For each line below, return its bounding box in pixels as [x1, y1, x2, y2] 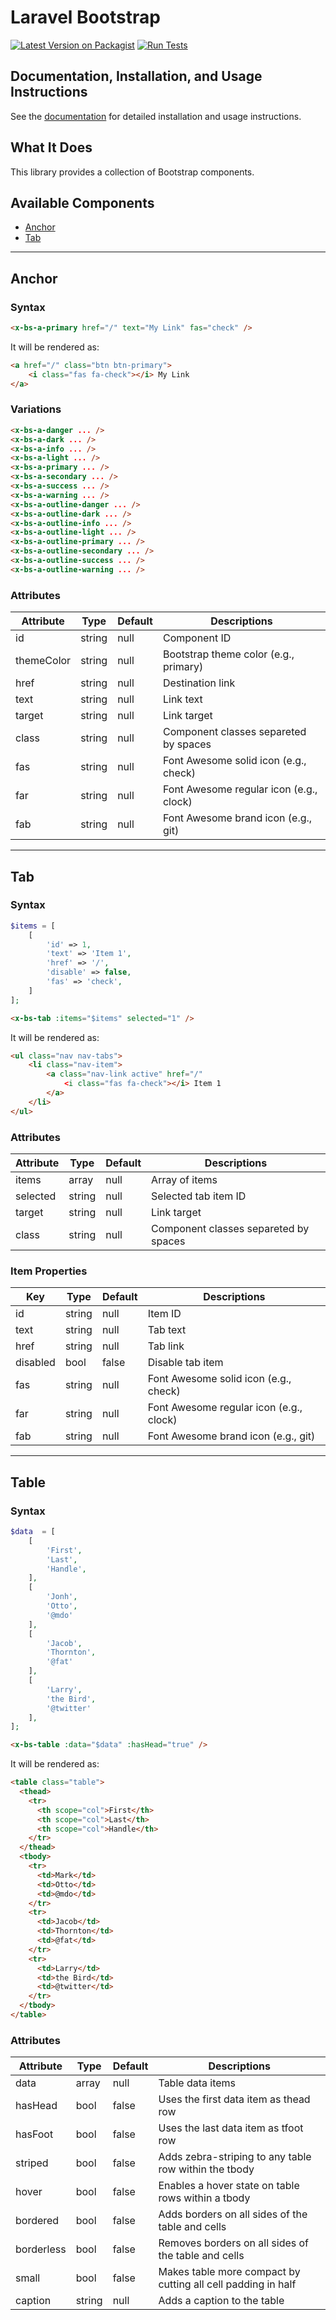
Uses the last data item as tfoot [158, 2121, 304, 2135]
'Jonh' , [46, 1592, 78, 1602]
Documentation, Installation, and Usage [10, 68, 263, 85]
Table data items [158, 2076, 237, 2090]
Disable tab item [147, 1356, 224, 1370]
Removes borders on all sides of [158, 2236, 310, 2250]
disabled [15, 1356, 56, 1370]
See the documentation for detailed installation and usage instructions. [10, 110, 302, 122]
